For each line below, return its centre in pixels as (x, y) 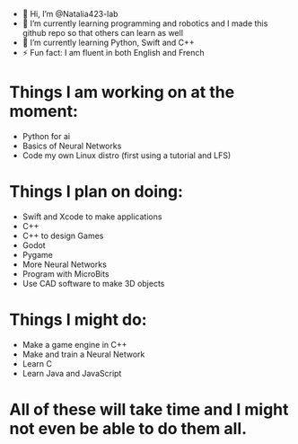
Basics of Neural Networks (72, 146)
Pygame (38, 254)
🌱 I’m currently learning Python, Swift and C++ (108, 42)
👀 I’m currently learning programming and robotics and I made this (145, 23)
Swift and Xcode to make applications (92, 217)
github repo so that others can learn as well (103, 33)
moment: (44, 111)
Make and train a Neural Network (83, 354)
